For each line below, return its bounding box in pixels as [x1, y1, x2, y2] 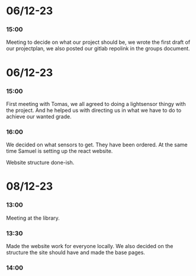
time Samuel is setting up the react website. [6, 147, 113, 155]
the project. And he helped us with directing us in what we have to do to [6, 107, 182, 114]
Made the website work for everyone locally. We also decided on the [6, 243, 173, 250]
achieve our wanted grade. [6, 113, 72, 120]
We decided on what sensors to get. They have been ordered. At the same [6, 141, 188, 149]
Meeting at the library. [6, 214, 60, 222]
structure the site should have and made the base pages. [6, 249, 145, 256]
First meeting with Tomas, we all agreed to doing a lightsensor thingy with [6, 100, 187, 107]
